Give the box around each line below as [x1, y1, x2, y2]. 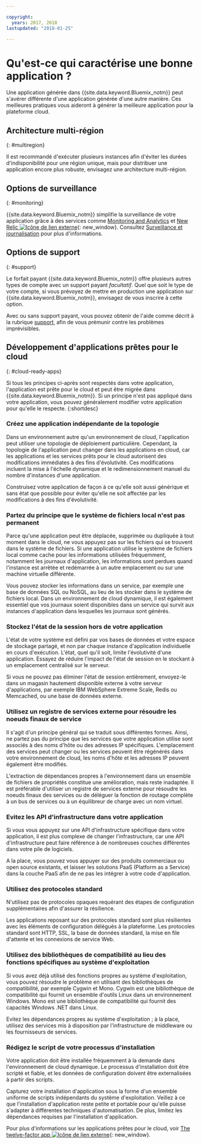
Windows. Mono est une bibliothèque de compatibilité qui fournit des [6, 997, 176, 1005]
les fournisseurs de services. [6, 1028, 78, 1035]
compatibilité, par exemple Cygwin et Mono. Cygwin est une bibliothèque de [6, 984, 194, 991]
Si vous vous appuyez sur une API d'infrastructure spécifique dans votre [6, 826, 185, 834]
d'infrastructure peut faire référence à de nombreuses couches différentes [6, 839, 190, 847]
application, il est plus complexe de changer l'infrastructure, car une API [6, 833, 184, 840]
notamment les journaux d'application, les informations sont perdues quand [6, 558, 193, 565]
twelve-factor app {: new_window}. [6, 1131, 151, 1138]
